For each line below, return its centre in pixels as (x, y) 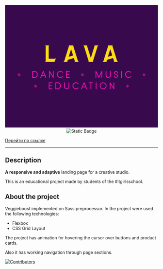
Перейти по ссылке (25, 141)
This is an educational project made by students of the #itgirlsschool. (74, 181)
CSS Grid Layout (29, 228)
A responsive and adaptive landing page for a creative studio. (67, 172)
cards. (11, 243)
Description (23, 160)
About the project (32, 197)
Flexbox (20, 223)
